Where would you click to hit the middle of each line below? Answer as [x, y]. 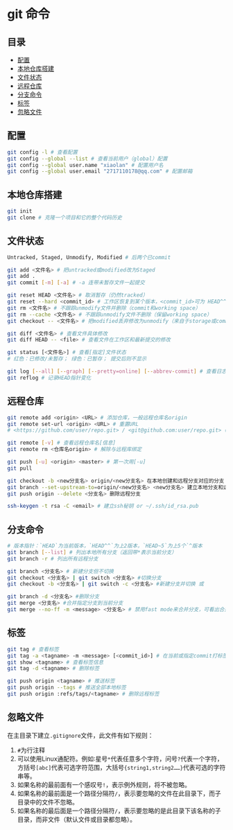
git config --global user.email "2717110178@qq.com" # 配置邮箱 [100, 171]
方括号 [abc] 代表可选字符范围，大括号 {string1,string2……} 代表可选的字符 [121, 767]
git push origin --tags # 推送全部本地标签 [67, 688]
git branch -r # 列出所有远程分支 [53, 558]
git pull [20, 468]
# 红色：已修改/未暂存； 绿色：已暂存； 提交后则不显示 [77, 359]
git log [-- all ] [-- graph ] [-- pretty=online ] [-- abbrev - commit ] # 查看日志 [117, 371]
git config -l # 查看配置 [43, 152]
